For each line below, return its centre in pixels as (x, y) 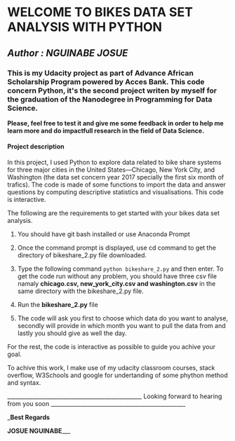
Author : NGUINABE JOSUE (68, 53)
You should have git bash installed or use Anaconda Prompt (104, 234)
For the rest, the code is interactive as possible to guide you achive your (112, 347)
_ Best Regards (29, 417)
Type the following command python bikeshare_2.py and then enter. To (120, 269)
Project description (36, 147)
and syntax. (24, 383)
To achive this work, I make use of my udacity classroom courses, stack (111, 368)
